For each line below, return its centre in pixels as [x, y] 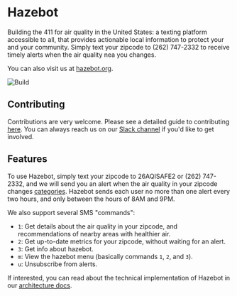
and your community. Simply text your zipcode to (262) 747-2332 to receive [118, 47]
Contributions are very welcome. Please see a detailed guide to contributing [118, 121]
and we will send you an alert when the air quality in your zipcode [122, 183]
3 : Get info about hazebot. [55, 248]
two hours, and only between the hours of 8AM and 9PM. [91, 199]
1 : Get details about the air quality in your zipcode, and [98, 226]
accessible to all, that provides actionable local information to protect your [116, 39]
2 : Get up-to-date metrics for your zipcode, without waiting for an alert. [121, 241]
